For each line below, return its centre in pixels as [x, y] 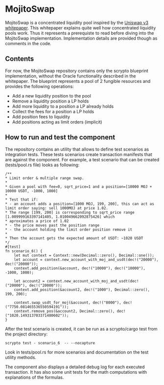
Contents [20, 59]
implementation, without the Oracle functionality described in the [70, 76]
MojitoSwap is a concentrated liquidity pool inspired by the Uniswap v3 [77, 23]
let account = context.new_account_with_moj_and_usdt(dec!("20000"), [86, 259]
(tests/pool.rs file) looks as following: [42, 165]
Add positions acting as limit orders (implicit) [57, 122]
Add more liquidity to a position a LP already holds [63, 106]
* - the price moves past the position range [52, 225]
